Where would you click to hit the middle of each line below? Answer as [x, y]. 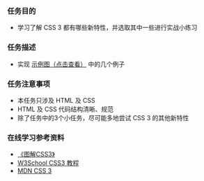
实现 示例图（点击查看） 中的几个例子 [71, 64]
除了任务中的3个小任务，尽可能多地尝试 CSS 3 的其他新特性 [103, 117]
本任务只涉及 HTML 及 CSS [56, 100]
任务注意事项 [29, 84]
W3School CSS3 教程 [48, 163]
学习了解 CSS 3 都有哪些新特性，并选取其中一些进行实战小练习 [107, 28]
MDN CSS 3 [34, 171]
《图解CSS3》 [36, 154]
